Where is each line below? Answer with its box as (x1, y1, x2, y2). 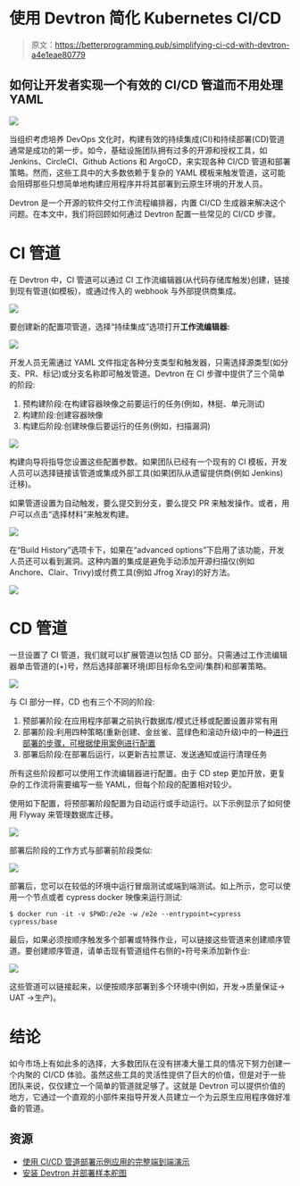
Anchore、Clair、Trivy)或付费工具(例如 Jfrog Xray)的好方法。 (9, 566, 235, 577)
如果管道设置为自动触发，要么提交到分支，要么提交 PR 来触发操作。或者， (9, 497, 282, 508)
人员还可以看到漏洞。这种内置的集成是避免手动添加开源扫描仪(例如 (9, 555, 255, 566)
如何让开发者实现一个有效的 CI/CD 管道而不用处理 (9, 78, 284, 93)
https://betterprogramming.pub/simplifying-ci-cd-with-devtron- (54, 39, 290, 50)
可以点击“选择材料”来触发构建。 (16, 508, 134, 519)
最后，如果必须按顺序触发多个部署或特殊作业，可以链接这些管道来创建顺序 (9, 934, 283, 945)
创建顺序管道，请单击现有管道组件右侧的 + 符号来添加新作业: (32, 945, 251, 956)
